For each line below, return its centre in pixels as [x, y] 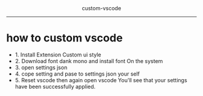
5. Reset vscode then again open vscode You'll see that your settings [101, 80]
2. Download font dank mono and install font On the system [89, 61]
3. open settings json [41, 67]
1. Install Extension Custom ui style [58, 55]
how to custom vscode [64, 38]
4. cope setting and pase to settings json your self [77, 74]
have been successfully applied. [55, 86]
